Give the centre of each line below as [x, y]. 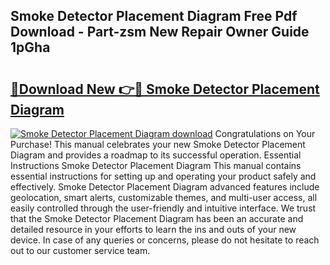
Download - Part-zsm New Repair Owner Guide [160, 32]
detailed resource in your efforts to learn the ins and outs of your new [153, 229]
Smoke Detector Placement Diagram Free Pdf [154, 16]
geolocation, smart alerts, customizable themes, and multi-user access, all [164, 197]
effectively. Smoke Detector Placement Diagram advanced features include [165, 187]
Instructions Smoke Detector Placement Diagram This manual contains [156, 165]
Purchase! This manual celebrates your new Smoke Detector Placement [158, 144]
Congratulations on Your [265, 133]
